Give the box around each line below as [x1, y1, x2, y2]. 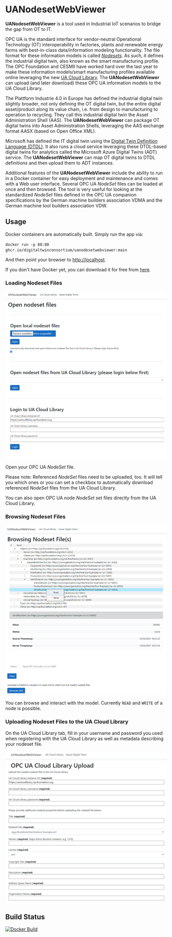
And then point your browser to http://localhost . [5, 256, 106, 263]
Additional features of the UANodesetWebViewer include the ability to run [5, 170, 163, 176]
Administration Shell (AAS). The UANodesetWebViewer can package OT [5, 117, 160, 123]
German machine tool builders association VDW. [5, 202, 108, 209]
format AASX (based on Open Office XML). [5, 128, 97, 134]
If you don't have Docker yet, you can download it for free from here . [5, 266, 151, 273]
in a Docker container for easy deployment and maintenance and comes [5, 175, 158, 181]
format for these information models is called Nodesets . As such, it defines [5, 52, 164, 59]
